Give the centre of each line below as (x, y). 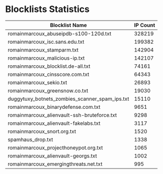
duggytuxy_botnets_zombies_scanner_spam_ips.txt (68, 99)
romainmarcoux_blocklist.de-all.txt (49, 66)
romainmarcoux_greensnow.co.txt (48, 90)
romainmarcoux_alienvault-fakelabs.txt (54, 123)
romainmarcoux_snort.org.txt (42, 131)
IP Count (145, 25)
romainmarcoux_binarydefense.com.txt (54, 107)
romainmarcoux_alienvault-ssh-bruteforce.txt (62, 115)
